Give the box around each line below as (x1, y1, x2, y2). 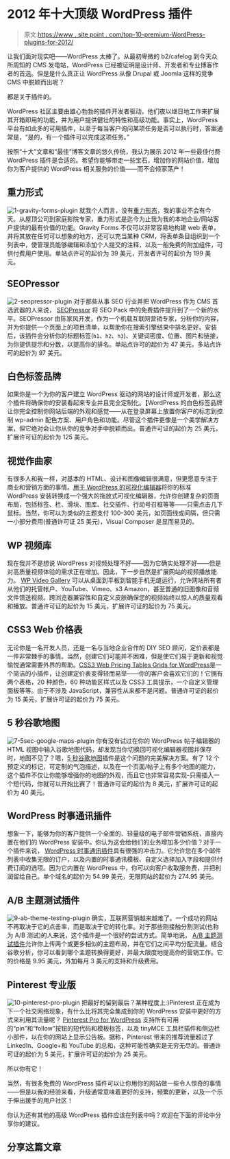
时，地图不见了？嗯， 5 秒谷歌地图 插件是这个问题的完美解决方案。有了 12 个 (7, 753, 220, 762)
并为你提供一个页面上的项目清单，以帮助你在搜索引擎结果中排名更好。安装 (7, 323, 217, 331)
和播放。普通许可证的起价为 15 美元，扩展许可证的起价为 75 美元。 (7, 602, 195, 610)
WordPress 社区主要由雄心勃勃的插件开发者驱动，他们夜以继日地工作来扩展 (7, 107, 220, 115)
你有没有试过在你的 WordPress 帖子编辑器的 (95, 736, 220, 745)
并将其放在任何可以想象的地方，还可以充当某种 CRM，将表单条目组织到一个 (7, 231, 220, 240)
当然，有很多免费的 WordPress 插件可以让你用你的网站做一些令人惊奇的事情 (7, 1079, 221, 1088)
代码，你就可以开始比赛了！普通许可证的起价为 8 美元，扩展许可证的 (18, 779, 212, 788)
